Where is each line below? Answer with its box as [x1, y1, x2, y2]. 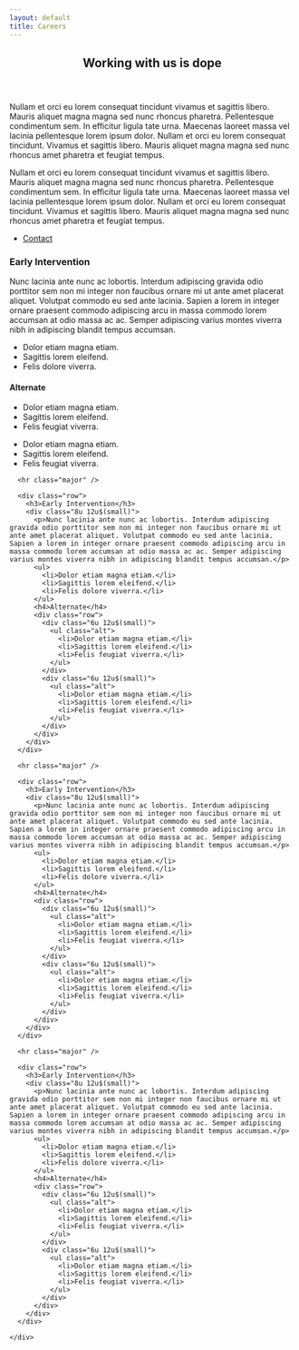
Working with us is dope [82, 55, 222, 71]
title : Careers [9, 22, 67, 31]
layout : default [9, 13, 71, 23]
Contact [22, 232, 53, 243]
